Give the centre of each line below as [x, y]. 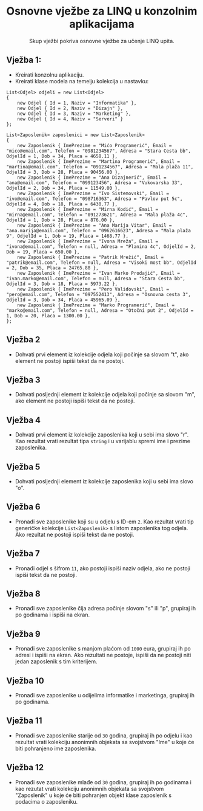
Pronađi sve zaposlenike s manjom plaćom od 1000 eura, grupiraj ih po [103, 649]
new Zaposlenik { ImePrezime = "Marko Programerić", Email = [96, 305]
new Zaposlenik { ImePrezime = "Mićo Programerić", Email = [95, 145]
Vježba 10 [25, 681]
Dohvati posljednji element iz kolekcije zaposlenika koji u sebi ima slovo [104, 481]
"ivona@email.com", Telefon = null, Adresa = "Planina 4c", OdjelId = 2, [101, 247]
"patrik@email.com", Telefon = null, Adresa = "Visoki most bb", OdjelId [101, 263]
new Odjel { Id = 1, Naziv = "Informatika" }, [77, 103]
